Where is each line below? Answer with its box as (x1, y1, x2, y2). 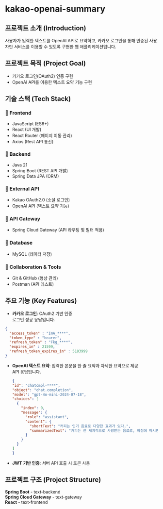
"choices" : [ (12, 396, 39, 401)
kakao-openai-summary (5, 3, 106, 15)
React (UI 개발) (12, 126, 42, 132)
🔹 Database (5, 239, 33, 246)
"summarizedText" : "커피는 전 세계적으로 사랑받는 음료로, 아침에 (30, 428, 147, 433)
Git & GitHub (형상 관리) (12, 275, 58, 281)
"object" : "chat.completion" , (12, 387, 74, 393)
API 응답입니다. (12, 369, 41, 375)
